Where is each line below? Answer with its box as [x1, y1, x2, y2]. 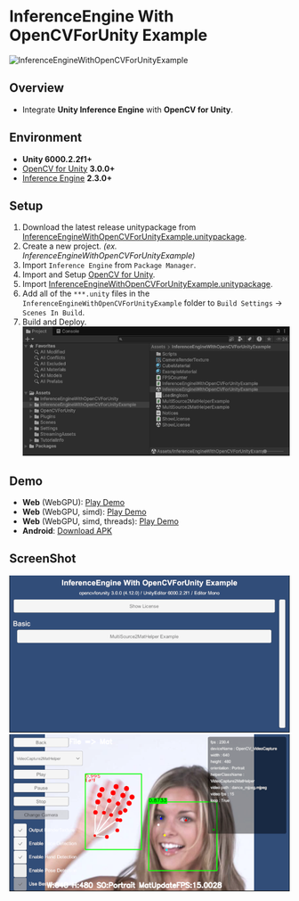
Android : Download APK [21, 526, 113, 536]
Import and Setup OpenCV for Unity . [21, 269, 156, 280]
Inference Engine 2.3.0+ [21, 172, 113, 184]
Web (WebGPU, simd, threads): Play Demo [21, 516, 180, 527]
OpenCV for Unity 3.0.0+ [21, 163, 116, 174]
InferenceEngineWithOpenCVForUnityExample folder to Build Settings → [21, 298, 283, 308]
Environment [9, 130, 83, 145]
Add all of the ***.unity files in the [21, 288, 150, 299]
